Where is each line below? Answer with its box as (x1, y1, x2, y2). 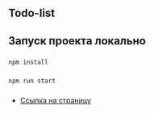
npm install (8, 58, 48, 66)
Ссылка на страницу (19, 95, 91, 105)
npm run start (8, 77, 56, 85)
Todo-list (8, 6, 56, 20)
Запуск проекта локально (8, 34, 147, 48)
